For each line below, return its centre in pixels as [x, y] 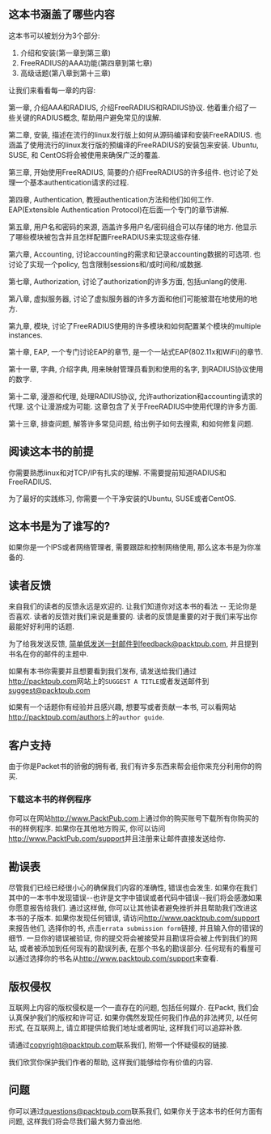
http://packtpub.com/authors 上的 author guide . [87, 717]
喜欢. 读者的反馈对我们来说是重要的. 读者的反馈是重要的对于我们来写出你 [136, 617]
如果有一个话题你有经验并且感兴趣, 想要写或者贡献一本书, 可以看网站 [122, 707]
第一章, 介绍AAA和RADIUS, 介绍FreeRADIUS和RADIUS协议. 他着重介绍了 [129, 107]
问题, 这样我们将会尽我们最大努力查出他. [76, 1121]
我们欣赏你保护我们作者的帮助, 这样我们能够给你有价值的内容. [111, 1062]
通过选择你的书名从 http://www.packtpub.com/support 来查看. [116, 958]
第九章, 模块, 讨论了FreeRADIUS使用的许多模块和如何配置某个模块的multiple [135, 325]
